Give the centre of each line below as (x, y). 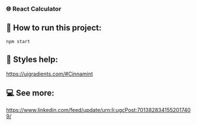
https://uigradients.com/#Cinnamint (50, 74)
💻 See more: (30, 93)
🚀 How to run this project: (54, 28)
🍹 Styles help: (32, 60)
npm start (18, 41)
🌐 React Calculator (34, 9)
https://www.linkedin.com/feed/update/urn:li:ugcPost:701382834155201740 (98, 110)
